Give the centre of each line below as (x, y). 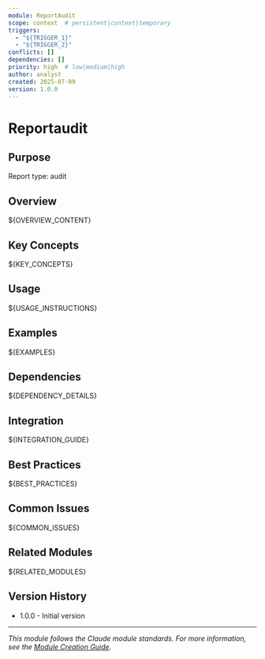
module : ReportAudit (42, 15)
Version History (47, 597)
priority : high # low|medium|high (67, 67)
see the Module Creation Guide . (60, 646)
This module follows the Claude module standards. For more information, (127, 638)
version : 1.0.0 (33, 89)
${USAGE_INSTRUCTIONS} (53, 308)
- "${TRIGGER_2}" (44, 45)
